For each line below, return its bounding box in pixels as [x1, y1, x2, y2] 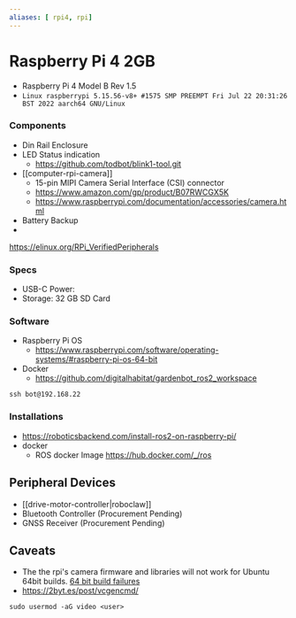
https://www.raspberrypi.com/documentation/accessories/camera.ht [34, 196, 287, 206]
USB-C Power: [21, 284, 75, 295]
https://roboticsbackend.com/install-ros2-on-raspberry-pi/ [21, 430, 237, 441]
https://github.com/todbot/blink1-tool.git [34, 158, 182, 169]
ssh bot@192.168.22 [9, 390, 81, 399]
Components [9, 120, 66, 132]
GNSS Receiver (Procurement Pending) [21, 517, 165, 528]
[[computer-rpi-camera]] [21, 167, 113, 178]
